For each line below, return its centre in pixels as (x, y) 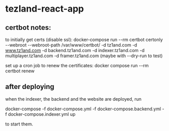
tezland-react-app (45, 9)
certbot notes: (28, 28)
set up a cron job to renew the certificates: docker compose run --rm (77, 65)
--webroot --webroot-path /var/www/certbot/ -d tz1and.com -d (71, 45)
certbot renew (20, 71)
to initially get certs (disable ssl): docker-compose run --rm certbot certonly (84, 39)
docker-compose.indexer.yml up (42, 114)
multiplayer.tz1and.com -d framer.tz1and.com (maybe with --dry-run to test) (84, 56)
